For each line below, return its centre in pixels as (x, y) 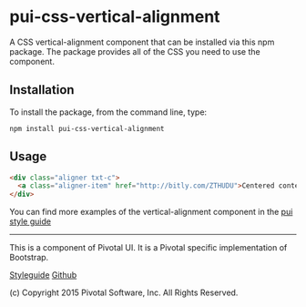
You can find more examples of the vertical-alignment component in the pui (151, 212)
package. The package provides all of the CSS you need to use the (135, 51)
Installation (42, 90)
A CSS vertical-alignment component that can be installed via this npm (142, 42)
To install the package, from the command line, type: (108, 112)
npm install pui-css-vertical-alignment (87, 128)
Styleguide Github (43, 275)
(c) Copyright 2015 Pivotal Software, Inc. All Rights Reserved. (124, 292)
